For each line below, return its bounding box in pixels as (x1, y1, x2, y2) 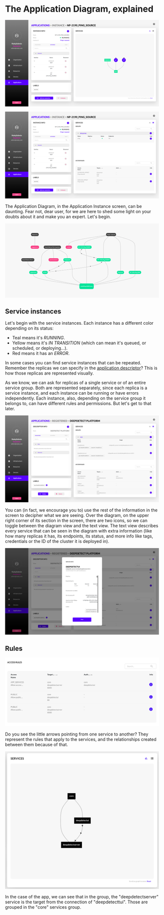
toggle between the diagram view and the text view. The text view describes (5, 522, 159, 529)
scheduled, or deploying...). (12, 345, 68, 351)
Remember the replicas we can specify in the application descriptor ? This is (5, 365, 158, 371)
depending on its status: (5, 325, 54, 331)
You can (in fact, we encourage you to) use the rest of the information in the (5, 507, 158, 513)
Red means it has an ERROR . (12, 351, 70, 357)
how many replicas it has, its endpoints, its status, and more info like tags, (5, 533, 153, 539)
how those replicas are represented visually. (5, 370, 94, 376)
